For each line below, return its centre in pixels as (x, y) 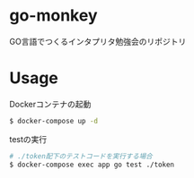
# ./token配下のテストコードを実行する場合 (81, 156)
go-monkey (53, 16)
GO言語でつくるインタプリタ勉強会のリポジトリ (98, 41)
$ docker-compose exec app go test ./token (92, 165)
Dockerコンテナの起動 (50, 104)
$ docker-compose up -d (54, 121)
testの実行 (28, 139)
